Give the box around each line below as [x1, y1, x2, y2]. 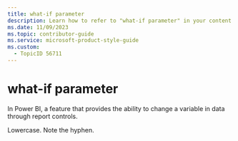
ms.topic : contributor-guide [7, 30, 94, 38]
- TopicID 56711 [14, 51, 62, 58]
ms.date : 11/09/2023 [7, 23, 69, 31]
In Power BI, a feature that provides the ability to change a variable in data [7, 104, 225, 113]
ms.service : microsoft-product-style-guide [7, 37, 139, 44]
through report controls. [7, 112, 79, 120]
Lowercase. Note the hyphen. [7, 125, 94, 134]
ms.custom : [7, 43, 40, 51]
